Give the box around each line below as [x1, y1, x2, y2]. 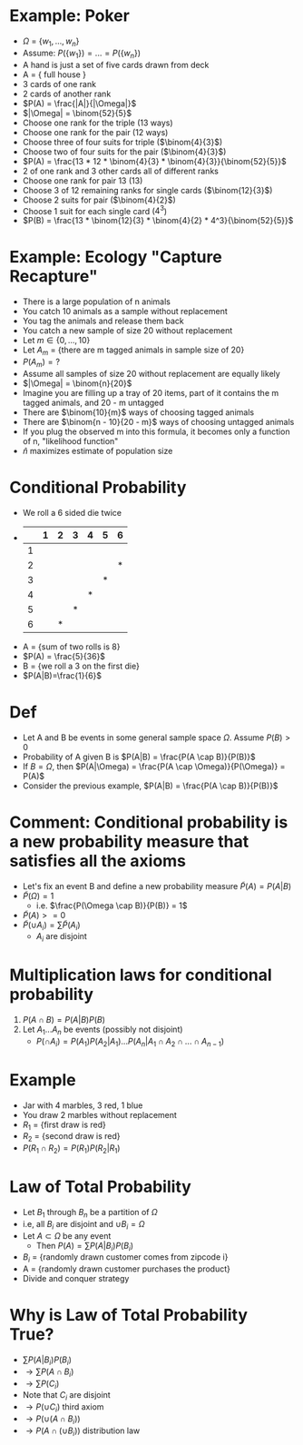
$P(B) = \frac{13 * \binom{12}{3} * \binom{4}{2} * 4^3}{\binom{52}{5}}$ [22, 215, 294, 226]
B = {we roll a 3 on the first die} [22, 660, 141, 671]
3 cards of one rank [22, 78, 97, 89]
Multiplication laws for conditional [9, 965, 272, 985]
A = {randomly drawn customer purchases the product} [22, 1263, 231, 1274]
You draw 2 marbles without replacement [22, 1109, 177, 1120]
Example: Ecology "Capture [9, 247, 222, 268]
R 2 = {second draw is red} [22, 1131, 121, 1144]
